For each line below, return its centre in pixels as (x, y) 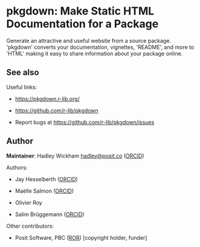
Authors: (17, 167)
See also (23, 73)
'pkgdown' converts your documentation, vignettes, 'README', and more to (100, 47)
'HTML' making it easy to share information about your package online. (95, 53)
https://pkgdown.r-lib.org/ (47, 98)
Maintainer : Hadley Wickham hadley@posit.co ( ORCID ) (75, 156)
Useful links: (22, 87)
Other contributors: (30, 226)
